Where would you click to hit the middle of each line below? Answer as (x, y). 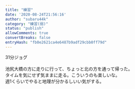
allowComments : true (27, 33)
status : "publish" (24, 28)
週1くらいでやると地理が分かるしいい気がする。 (55, 81)
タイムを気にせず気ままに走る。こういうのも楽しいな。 (62, 75)
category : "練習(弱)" (27, 24)
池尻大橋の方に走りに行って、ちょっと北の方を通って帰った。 (69, 68)
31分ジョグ (16, 57)
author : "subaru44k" (27, 19)
